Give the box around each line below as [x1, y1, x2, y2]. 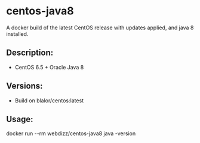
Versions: [6, 81, 43, 91]
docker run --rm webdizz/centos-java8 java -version [6, 130, 136, 137]
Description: [6, 48, 54, 58]
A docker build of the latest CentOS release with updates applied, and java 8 [6, 24, 194, 31]
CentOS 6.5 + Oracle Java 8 [14, 63, 84, 71]
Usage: [6, 114, 34, 124]
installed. [6, 30, 29, 37]
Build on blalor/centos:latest [14, 97, 84, 104]
